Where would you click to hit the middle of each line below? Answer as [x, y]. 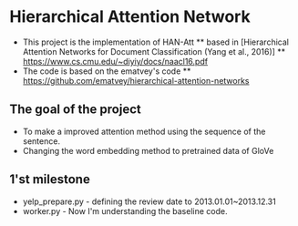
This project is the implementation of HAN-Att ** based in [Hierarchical [156, 42]
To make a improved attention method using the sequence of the [144, 131]
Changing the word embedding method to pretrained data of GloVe [148, 150]
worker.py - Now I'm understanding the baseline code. [125, 211]
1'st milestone [50, 180]
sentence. [41, 141]
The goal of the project [75, 110]
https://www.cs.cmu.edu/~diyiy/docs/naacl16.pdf [115, 61]
